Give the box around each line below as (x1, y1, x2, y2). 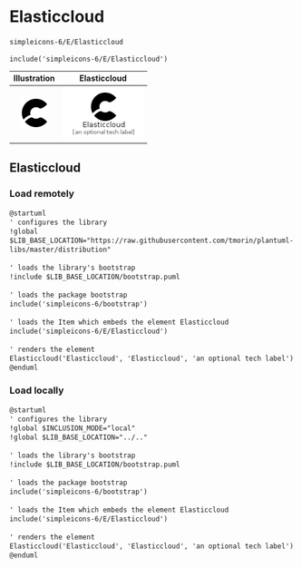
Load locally (9, 384, 64, 397)
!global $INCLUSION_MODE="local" (9, 424, 136, 433)
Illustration (13, 73, 56, 83)
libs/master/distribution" (9, 245, 112, 254)
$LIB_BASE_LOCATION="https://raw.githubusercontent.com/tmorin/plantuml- (9, 236, 295, 245)
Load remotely (9, 187, 75, 200)
